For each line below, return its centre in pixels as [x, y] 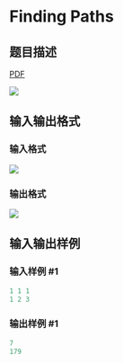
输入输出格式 [45, 122]
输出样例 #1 [34, 323]
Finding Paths [61, 17]
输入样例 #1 [34, 271]
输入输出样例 [45, 244]
